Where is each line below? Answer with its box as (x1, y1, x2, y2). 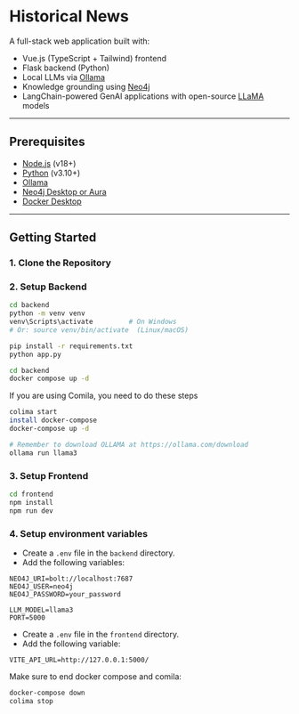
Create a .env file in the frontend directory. (21, 629, 180, 639)
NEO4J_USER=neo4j (9, 581, 74, 591)
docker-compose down (9, 688, 86, 697)
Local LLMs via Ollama (21, 71, 105, 82)
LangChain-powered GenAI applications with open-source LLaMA (21, 91, 264, 101)
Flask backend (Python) (21, 62, 109, 73)
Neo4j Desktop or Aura (21, 186, 107, 197)
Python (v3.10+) (21, 167, 81, 178)
